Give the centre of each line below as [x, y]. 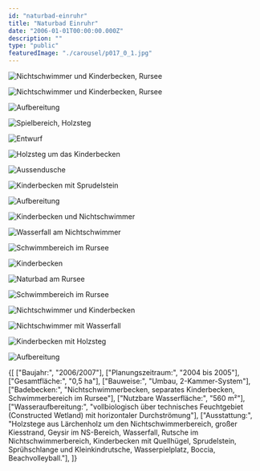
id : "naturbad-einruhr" [48, 16]
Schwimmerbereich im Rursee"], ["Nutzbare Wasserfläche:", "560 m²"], [127, 398]
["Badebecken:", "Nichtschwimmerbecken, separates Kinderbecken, [122, 390]
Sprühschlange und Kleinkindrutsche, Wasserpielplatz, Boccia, [112, 449]
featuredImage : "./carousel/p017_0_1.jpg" [80, 53]
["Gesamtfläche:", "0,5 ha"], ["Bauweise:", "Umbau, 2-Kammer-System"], [130, 381]
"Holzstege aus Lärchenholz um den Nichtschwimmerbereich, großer [123, 424]
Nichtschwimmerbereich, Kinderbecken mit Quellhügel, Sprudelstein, [122, 441]
